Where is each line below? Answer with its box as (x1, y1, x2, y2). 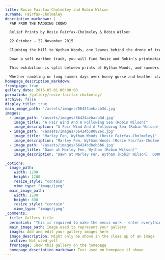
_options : (5, 161, 26, 166)
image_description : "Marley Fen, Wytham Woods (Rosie (14, 138, 126, 143)
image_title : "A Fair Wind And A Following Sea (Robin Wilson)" (14, 120, 148, 125)
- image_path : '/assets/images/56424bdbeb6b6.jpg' (9, 143, 115, 147)
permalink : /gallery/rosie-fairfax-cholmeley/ (5, 92, 102, 97)
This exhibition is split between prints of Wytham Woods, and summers (9, 65, 160, 70)
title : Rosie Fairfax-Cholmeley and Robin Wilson (5, 7, 109, 12)
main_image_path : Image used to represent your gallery (9, 225, 126, 230)
